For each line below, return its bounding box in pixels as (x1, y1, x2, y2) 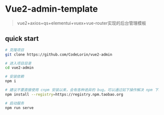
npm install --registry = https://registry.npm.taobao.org (5, 92, 123, 97)
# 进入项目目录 (5, 61, 32, 66)
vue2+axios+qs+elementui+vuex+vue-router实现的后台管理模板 (17, 20, 146, 26)
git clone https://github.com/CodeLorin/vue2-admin (5, 52, 112, 57)
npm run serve (5, 105, 34, 110)
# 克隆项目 (5, 47, 24, 52)
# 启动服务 (5, 101, 24, 106)
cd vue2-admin (5, 65, 34, 70)
